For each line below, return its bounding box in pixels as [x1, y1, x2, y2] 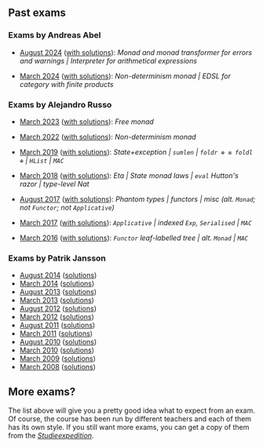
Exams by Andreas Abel [8, 30, 101, 41]
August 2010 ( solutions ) [19, 337, 97, 347]
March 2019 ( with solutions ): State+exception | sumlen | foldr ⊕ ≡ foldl [19, 147, 254, 156]
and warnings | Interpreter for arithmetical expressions [19, 56, 198, 65]
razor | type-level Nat [19, 179, 89, 188]
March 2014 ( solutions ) [19, 279, 95, 289]
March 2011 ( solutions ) [19, 329, 93, 338]
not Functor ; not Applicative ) [19, 202, 115, 212]
